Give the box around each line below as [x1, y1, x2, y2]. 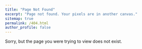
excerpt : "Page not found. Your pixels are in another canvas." [5, 12, 138, 16]
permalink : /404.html [5, 20, 49, 26]
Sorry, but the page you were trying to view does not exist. [5, 38, 122, 44]
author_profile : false [5, 25, 51, 30]
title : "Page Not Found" [5, 7, 55, 12]
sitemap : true [5, 16, 34, 21]
